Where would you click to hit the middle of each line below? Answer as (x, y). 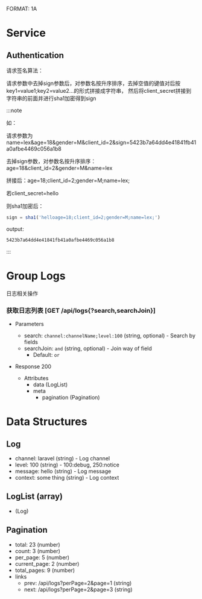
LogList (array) (35, 497)
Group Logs (36, 276)
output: (15, 229)
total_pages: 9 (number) (45, 570)
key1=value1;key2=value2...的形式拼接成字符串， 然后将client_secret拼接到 (99, 91)
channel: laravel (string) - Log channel (62, 458)
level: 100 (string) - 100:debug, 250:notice (67, 465)
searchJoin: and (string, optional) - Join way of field (88, 348)
